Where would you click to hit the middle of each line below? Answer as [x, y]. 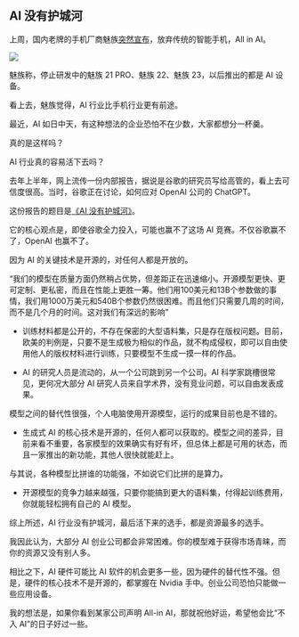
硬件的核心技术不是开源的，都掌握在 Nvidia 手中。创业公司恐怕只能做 [151, 583]
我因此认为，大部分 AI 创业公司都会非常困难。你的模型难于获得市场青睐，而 [148, 541]
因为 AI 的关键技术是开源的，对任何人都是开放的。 [101, 259]
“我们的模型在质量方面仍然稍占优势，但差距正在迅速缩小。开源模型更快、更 [148, 278]
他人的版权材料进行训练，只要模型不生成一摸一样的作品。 [135, 353]
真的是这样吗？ [36, 143]
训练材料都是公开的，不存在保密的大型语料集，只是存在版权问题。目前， [154, 331]
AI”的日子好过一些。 [56, 624]
